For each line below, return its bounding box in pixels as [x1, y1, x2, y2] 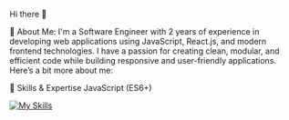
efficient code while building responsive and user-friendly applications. [9, 55, 276, 65]
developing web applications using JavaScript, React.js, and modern [9, 36, 267, 46]
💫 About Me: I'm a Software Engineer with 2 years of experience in [9, 26, 260, 36]
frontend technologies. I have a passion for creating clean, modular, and [9, 45, 280, 56]
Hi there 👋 [9, 9, 47, 19]
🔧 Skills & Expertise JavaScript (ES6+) [9, 83, 152, 93]
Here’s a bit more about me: [9, 65, 114, 75]
